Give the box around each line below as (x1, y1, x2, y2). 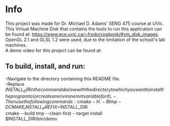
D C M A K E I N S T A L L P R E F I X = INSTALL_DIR (5, 104, 88, 111)
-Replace (5, 81, 24, 87)
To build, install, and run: (5, 62, 86, 71)
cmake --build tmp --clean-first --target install (5, 110, 103, 116)
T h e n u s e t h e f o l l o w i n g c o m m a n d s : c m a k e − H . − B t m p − (5, 98, 122, 105)
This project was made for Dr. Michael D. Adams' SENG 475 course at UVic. (5, 20, 164, 26)
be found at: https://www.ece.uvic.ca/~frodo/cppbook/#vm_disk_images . (5, 31, 159, 37)
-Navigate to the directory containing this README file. (5, 75, 121, 82)
